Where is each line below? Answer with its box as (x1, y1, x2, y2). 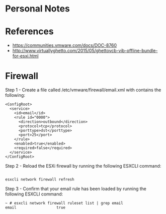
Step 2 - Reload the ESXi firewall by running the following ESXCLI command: (5, 163, 162, 169)
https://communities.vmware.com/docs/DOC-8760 (12, 42, 117, 48)
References (5, 26, 54, 37)
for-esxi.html (12, 53, 39, 59)
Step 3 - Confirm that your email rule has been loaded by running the (5, 186, 147, 192)
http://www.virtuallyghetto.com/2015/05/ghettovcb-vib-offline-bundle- (12, 48, 158, 54)
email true (5, 205, 66, 210)
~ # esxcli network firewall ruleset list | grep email (5, 201, 123, 206)
